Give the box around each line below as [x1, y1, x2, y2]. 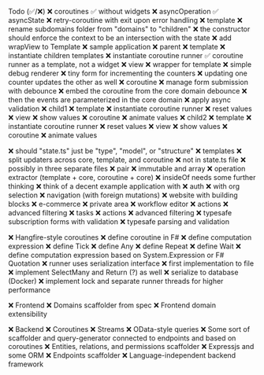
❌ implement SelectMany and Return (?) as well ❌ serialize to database [8, 267, 239, 277]
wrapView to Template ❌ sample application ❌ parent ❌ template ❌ [8, 42, 226, 51]
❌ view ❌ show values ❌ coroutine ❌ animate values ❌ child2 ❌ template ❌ [8, 113, 252, 122]
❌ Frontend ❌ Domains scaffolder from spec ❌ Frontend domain [8, 300, 217, 310]
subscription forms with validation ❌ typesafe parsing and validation [8, 217, 230, 226]
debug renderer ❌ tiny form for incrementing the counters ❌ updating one [8, 68, 248, 78]
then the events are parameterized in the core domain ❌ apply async [8, 95, 231, 105]
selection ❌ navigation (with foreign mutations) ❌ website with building [8, 190, 238, 200]
